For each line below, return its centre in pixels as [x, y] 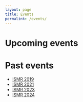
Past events [29, 65]
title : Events [20, 14]
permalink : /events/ [26, 19]
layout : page [18, 10]
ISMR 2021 [23, 84]
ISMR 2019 [23, 79]
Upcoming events [41, 43]
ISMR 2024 [23, 95]
